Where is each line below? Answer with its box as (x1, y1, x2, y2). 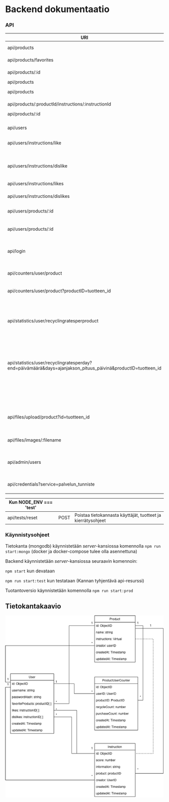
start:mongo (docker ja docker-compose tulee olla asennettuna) (5, 548, 137, 554)
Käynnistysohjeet (5, 531, 50, 539)
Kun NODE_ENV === (9, 499, 53, 505)
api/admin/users (7, 459, 41, 465)
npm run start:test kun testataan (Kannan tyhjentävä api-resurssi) (5, 577, 144, 583)
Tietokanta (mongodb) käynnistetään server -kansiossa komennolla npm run (5, 543, 161, 549)
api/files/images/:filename (7, 437, 61, 443)
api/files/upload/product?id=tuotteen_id (7, 414, 90, 420)
